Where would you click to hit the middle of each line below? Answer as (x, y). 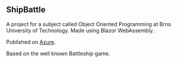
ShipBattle (26, 10)
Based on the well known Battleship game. (58, 53)
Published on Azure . (31, 42)
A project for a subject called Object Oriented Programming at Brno (89, 24)
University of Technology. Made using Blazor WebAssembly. (80, 30)
